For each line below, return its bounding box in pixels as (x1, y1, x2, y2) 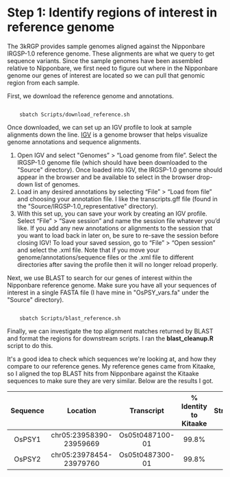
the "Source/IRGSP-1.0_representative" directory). (16, 202, 159, 210)
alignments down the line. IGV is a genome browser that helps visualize (7, 130, 208, 139)
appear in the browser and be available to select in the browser (16, 173, 196, 181)
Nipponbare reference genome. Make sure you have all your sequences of (7, 281, 217, 289)
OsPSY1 (14, 434, 41, 444)
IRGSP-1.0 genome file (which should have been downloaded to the (16, 158, 207, 166)
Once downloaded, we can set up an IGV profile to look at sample (7, 123, 192, 131)
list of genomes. (34, 180, 80, 188)
